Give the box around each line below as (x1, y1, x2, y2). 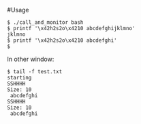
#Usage (7, 6, 29, 14)
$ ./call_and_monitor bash (7, 19, 84, 26)
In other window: (7, 55, 54, 63)
